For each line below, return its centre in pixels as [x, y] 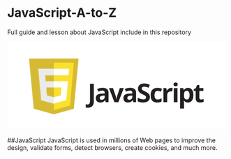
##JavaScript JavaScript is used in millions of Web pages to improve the [112, 140]
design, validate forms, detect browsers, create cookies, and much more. [112, 147]
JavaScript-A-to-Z [62, 13]
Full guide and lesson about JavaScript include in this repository [99, 32]
